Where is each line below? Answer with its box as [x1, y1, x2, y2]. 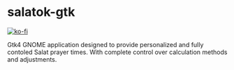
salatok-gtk [7, 4, 75, 20]
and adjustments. [7, 55, 57, 63]
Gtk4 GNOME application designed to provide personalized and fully [7, 40, 204, 49]
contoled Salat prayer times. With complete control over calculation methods [7, 48, 228, 56]
